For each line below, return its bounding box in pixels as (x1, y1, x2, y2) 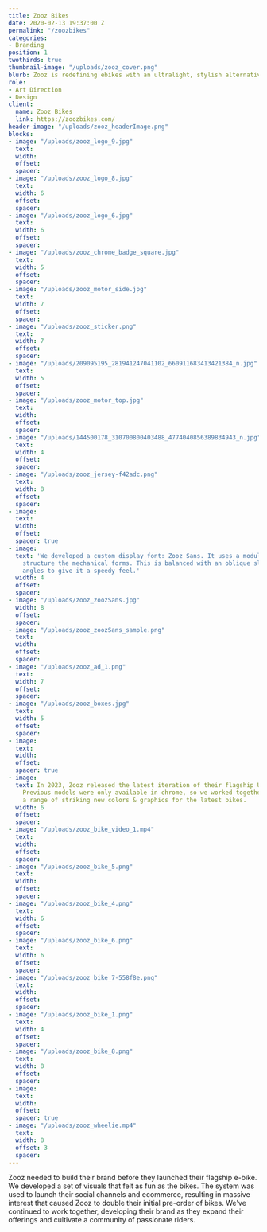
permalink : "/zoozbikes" (8, 26, 91, 34)
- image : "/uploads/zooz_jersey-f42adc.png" (8, 470, 158, 478)
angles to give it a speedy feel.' (22, 567, 141, 575)
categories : (8, 33, 48, 42)
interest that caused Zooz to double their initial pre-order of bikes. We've (8, 1199, 246, 1208)
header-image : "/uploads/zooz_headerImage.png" (8, 123, 169, 131)
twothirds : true (8, 57, 62, 64)
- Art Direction (8, 85, 62, 94)
